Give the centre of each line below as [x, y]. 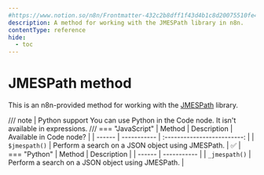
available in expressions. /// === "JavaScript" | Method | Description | [121, 129]
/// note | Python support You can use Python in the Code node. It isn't [122, 120]
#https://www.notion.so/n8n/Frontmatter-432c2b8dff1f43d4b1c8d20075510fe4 [133, 15]
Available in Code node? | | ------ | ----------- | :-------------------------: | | [131, 137]
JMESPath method [70, 84]
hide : [17, 37]
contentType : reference [47, 30]
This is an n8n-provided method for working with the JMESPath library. [123, 105]
